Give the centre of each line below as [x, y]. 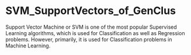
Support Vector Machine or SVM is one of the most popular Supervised [91, 27]
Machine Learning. [28, 46]
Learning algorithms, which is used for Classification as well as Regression [95, 33]
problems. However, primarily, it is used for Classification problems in [89, 39]
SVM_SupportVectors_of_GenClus [91, 11]
